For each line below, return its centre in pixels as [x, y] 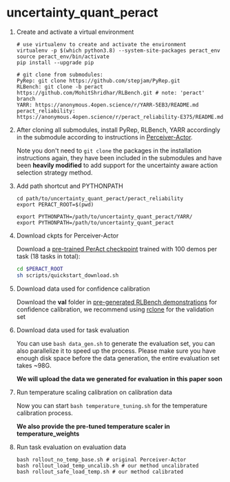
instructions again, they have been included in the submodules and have [119, 157]
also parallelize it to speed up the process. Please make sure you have [116, 351]
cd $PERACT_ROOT [40, 269]
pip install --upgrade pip [55, 62]
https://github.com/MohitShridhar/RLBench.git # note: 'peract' [111, 93]
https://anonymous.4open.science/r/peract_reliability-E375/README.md [120, 117]
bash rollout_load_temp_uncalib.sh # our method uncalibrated [107, 465]
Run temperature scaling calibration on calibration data [94, 392]
